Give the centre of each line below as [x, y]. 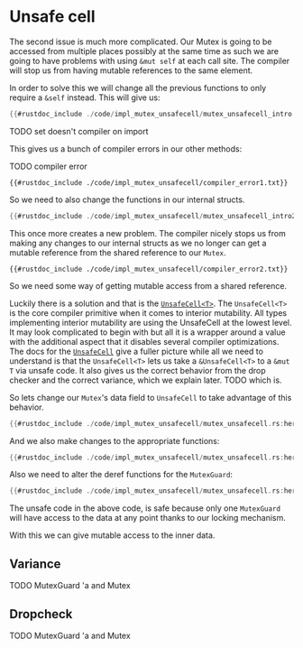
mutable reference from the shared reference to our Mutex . [118, 252]
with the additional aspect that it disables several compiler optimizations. [144, 341]
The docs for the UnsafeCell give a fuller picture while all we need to [137, 351]
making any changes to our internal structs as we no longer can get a [138, 243]
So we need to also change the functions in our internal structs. [127, 199]
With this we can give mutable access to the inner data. [112, 535]
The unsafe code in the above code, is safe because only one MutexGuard [145, 508]
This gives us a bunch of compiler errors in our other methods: [126, 148]
